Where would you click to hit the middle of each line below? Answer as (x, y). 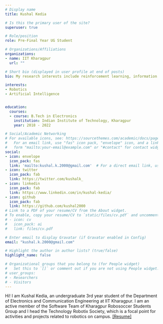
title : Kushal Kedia (26, 14)
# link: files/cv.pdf (29, 229)
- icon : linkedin (23, 184)
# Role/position (21, 36)
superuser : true (21, 27)
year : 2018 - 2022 (32, 125)
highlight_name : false (28, 256)
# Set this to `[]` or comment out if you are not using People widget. (82, 269)
